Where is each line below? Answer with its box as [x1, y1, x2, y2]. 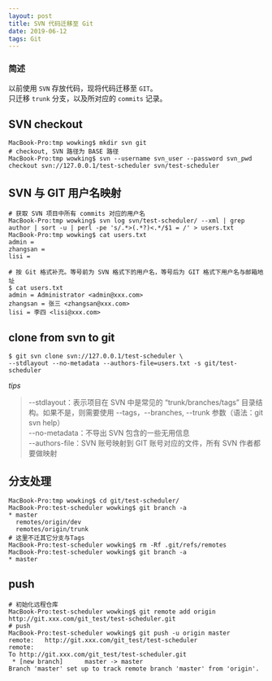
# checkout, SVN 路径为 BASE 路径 [8, 147, 119, 156]
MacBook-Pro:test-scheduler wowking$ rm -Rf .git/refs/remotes [8, 541, 227, 549]
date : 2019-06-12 [8, 27, 67, 35]
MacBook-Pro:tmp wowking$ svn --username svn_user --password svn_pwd [8, 155, 253, 163]
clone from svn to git [8, 331, 115, 345]
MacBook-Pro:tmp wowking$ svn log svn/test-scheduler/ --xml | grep [8, 217, 245, 225]
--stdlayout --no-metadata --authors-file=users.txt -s [8, 359, 201, 367]
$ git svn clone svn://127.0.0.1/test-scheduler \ [8, 352, 183, 360]
